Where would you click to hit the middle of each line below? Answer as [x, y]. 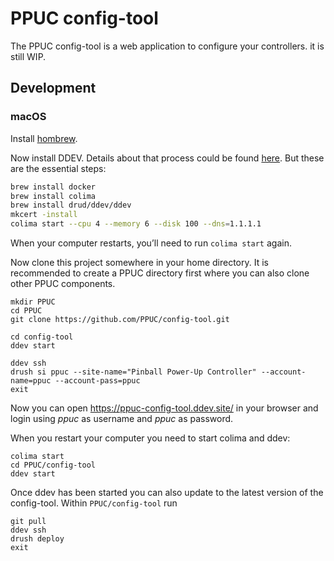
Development [53, 88]
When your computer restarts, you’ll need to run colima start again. [151, 243]
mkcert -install [44, 215]
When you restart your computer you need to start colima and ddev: [150, 438]
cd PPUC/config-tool [53, 465]
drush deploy [37, 539]
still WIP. [28, 56]
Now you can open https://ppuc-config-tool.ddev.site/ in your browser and [164, 408]
